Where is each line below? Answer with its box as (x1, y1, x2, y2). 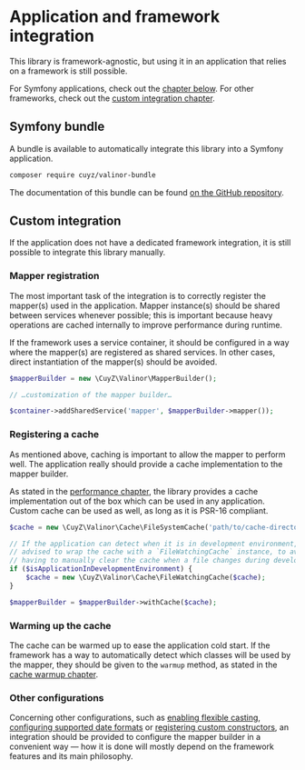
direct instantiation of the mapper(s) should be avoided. (9, 356, 218, 367)
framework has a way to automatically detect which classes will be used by (9, 649, 291, 660)
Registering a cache (9, 428, 100, 441)
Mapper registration (9, 270, 100, 283)
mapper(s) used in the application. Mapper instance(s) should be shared (9, 300, 280, 311)
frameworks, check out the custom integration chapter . (9, 93, 215, 104)
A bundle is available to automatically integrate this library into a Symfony (9, 143, 284, 154)
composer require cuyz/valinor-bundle (9, 170, 156, 179)
